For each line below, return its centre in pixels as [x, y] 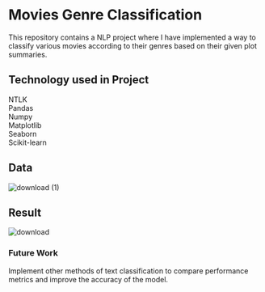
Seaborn [23, 133]
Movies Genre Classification [105, 15]
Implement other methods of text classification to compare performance [128, 271]
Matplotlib [25, 125]
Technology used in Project [79, 80]
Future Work [33, 253]
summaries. [28, 54]
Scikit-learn [27, 142]
